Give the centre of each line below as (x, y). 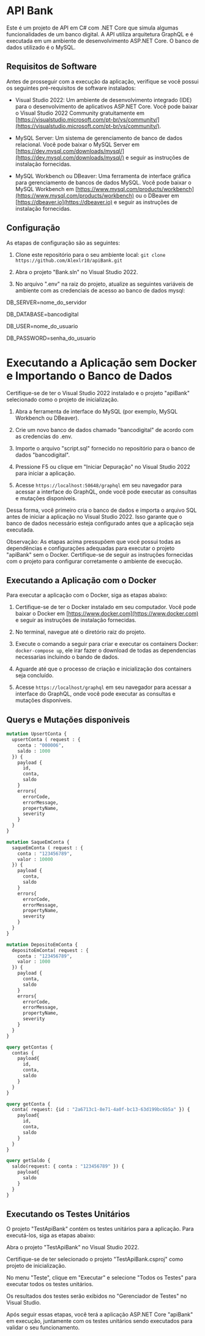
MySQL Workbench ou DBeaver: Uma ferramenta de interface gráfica (103, 176)
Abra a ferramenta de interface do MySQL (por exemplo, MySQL (96, 411)
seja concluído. (34, 675)
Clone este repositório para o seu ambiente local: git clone (90, 254)
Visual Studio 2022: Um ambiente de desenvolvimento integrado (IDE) (103, 100)
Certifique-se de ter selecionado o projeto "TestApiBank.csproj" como (95, 1259)
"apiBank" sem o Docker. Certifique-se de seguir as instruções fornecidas (100, 554)
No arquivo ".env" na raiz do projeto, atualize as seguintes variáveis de (104, 284)
